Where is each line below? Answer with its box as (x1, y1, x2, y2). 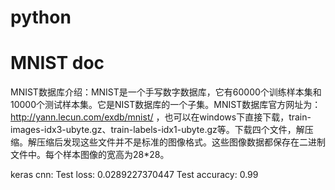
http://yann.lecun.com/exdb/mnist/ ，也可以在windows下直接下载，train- (10, 111, 312, 123)
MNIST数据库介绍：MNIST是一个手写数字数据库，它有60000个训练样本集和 (10, 86, 322, 98)
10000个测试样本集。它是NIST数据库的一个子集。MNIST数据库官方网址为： (10, 99, 322, 111)
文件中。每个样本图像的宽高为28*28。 (10, 149, 170, 161)
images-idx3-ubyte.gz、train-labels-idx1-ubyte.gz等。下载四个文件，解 (10, 124, 305, 136)
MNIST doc (10, 52, 105, 75)
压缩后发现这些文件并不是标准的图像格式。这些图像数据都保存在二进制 (36, 136, 326, 148)
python (10, 6, 72, 29)
